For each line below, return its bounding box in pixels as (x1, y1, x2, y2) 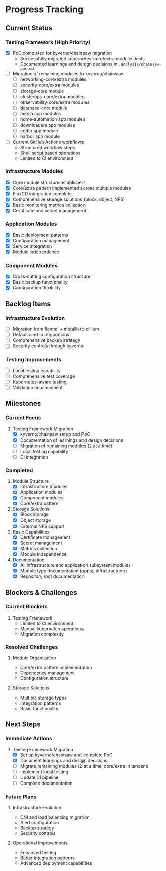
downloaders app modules (20, 122, 75, 128)
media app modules (20, 111, 61, 117)
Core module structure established (12, 180, 85, 186)
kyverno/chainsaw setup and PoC (20, 431, 91, 437)
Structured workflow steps (20, 144, 75, 150)
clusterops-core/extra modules (20, 94, 85, 100)
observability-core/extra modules (20, 99, 90, 105)
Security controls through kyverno (12, 343, 84, 349)
